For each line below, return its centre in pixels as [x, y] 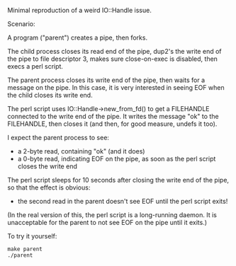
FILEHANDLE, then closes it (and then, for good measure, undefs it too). [112, 124]
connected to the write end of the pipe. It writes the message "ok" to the [113, 116]
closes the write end [47, 166]
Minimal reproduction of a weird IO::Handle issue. [80, 10]
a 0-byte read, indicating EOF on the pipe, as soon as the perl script [117, 159]
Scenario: [21, 24]
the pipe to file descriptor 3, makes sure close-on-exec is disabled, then [113, 59]
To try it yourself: [32, 236]
